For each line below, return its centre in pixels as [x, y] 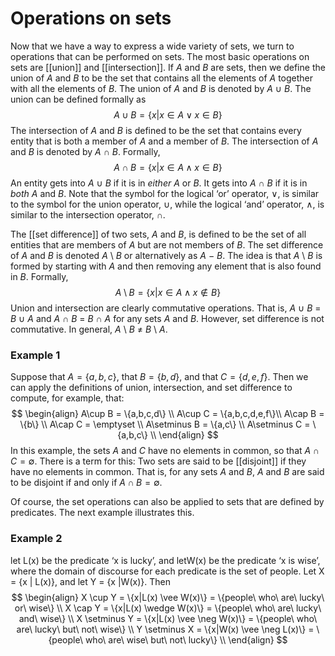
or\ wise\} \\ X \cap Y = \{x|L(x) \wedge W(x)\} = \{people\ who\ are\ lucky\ [168, 608]
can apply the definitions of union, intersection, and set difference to [151, 388]
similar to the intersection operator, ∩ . [88, 214]
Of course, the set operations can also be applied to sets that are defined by [167, 502]
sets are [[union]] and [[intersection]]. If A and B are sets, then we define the [168, 67]
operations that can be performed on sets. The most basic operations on [160, 56]
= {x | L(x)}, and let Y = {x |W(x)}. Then [90, 581]
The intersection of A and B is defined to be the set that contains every [156, 130]
